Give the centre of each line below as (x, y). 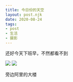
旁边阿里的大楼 (21, 74)
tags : (11, 24)
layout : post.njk (24, 15)
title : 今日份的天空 (25, 10)
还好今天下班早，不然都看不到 (36, 53)
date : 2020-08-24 (24, 19)
